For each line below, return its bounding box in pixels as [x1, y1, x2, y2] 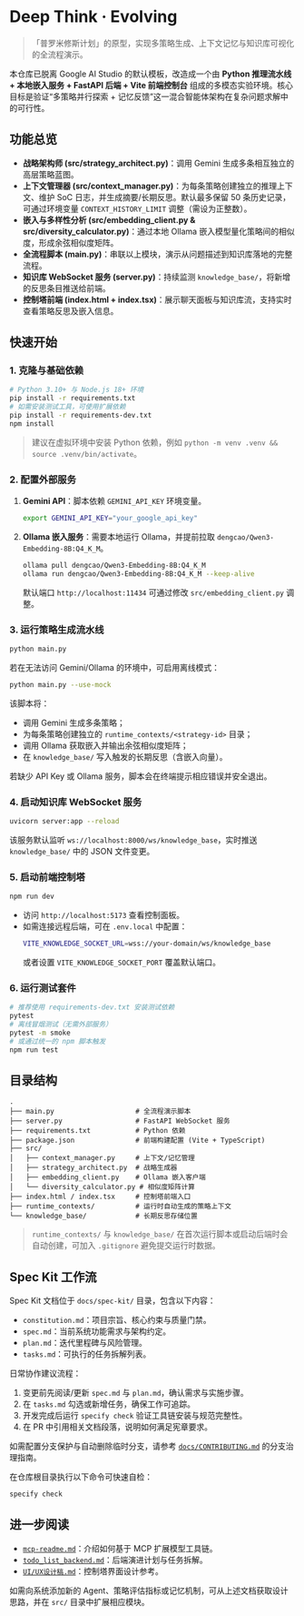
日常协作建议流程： [9, 1368, 82, 1379]
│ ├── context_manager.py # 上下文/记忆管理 [9, 1154, 195, 1163]
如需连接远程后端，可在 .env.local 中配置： [22, 921, 188, 932]
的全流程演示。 [31, 48, 88, 60]
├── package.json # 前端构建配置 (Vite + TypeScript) [9, 1136, 266, 1146]
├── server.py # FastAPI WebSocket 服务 [9, 1116, 230, 1126]
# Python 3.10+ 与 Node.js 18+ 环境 [9, 385, 144, 395]
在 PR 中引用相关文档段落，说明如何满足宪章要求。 [22, 1421, 213, 1432]
